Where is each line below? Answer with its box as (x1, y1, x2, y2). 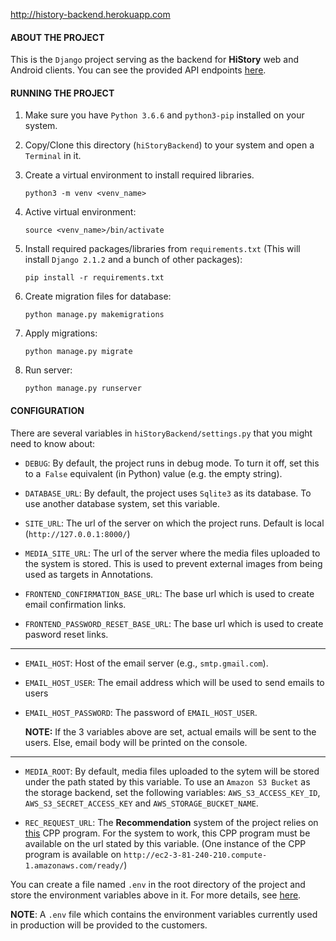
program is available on (24, 848, 122, 860)
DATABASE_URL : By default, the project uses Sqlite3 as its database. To (24, 487, 312, 499)
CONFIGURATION (10, 405, 85, 416)
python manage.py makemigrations (24, 310, 165, 320)
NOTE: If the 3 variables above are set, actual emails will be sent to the (24, 725, 317, 738)
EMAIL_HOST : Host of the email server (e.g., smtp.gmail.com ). (24, 657, 269, 669)
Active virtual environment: (24, 206, 137, 218)
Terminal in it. (24, 150, 82, 162)
